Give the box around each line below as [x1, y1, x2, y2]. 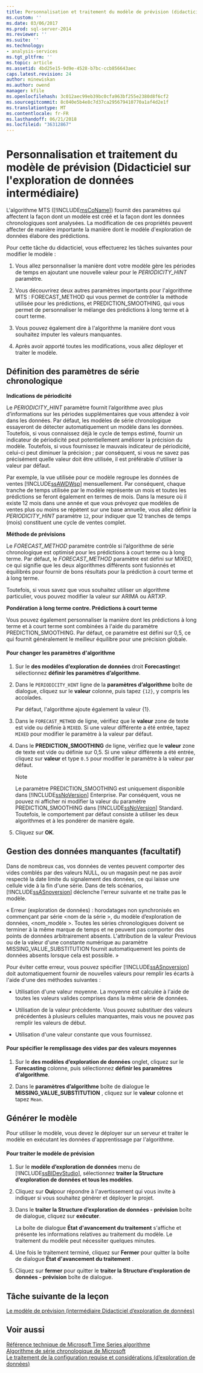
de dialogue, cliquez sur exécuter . [14, 1212, 101, 1220]
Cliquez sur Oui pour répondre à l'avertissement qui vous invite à [14, 1188, 176, 1195]
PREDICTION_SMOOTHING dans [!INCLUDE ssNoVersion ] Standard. [14, 804, 183, 811]
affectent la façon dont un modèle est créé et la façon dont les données [6, 213, 185, 220]
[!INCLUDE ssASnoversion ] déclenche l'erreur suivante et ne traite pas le [6, 888, 187, 895]
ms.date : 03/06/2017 [6, 20, 59, 26]
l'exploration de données [6, 173, 134, 187]
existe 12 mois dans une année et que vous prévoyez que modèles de [6, 499, 179, 506]
